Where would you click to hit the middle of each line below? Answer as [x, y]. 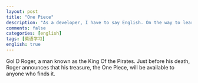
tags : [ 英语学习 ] [26, 39]
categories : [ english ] [34, 34]
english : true [24, 45]
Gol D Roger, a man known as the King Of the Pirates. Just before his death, [98, 61]
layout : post [22, 11]
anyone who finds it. [31, 74]
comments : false [26, 28]
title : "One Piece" [30, 17]
